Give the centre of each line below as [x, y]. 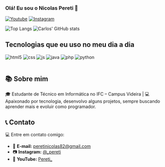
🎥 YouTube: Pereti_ [32, 159]
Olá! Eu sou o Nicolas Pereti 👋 [42, 8]
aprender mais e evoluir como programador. [51, 106]
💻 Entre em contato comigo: [35, 135]
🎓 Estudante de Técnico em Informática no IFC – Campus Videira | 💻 [77, 94]
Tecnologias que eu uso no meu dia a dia [70, 45]
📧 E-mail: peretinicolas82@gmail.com [52, 146]
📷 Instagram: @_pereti [37, 152]
